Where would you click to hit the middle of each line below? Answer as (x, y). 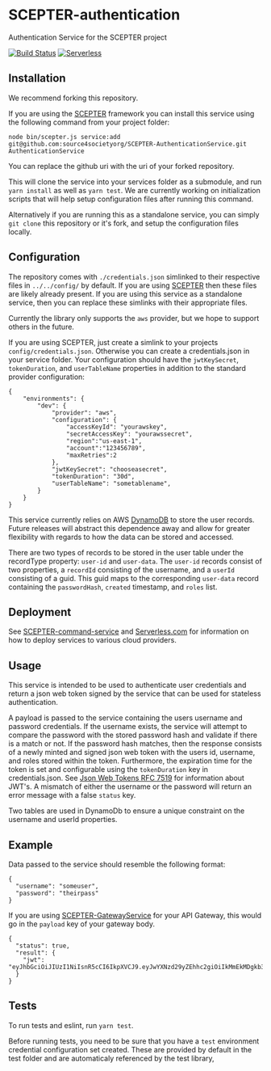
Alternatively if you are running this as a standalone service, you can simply (134, 214)
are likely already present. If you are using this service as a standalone (125, 293)
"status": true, (43, 946)
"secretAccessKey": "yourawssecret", (129, 434)
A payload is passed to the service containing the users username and (125, 718)
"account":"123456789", (106, 448)
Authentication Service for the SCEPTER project (88, 37)
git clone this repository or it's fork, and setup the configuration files (124, 223)
